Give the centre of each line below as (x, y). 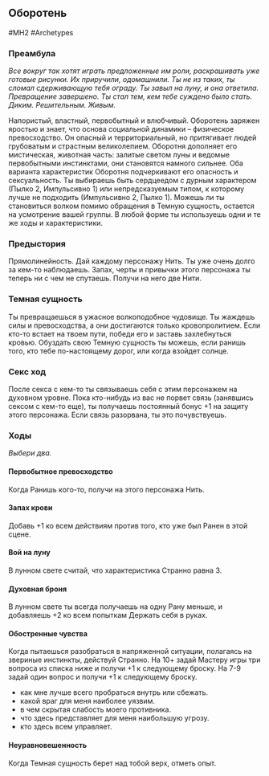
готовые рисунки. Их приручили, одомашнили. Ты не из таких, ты (122, 80)
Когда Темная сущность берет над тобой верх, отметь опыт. (112, 763)
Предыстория (37, 244)
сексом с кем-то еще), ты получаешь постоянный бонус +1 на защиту (128, 406)
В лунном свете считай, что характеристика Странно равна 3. (115, 570)
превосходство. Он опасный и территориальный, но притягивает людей (132, 138)
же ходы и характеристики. (55, 223)
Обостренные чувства (48, 633)
